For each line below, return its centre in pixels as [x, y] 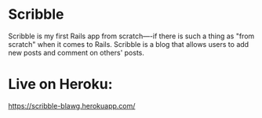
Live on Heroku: [60, 84]
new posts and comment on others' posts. [76, 52]
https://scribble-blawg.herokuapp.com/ [72, 105]
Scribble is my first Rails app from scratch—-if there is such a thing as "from [131, 36]
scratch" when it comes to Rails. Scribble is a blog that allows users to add [129, 44]
